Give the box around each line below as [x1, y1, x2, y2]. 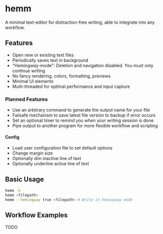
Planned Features [5, 96, 48, 103]
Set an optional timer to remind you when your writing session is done [12, 117, 154, 123]
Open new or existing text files [12, 52, 74, 58]
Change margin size [12, 150, 53, 156]
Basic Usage [5, 175, 44, 183]
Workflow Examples [5, 211, 68, 220]
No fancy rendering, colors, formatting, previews [12, 73, 111, 79]
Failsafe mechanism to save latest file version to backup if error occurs [12, 112, 156, 118]
